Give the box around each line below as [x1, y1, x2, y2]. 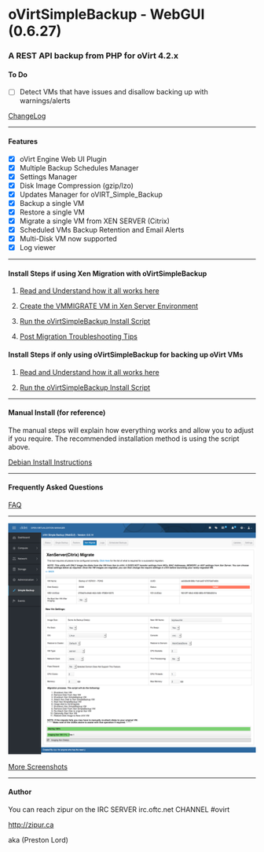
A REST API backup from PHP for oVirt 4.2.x [8, 50, 179, 61]
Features [8, 136, 38, 146]
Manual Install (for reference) [8, 408, 106, 417]
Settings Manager [19, 171, 78, 182]
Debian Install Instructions [8, 457, 93, 467]
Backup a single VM [19, 198, 85, 207]
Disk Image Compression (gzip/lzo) [19, 181, 134, 190]
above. [8, 442, 31, 451]
